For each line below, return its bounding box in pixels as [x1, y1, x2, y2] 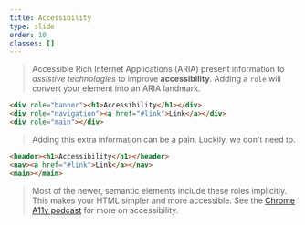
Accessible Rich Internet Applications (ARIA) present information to [31, 64, 285, 75]
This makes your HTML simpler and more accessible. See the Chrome [31, 195, 295, 206]
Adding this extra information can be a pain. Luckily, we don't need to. [31, 134, 296, 145]
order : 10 [9, 30, 47, 39]
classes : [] [9, 38, 55, 48]
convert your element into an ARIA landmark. [31, 83, 201, 94]
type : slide [9, 22, 55, 31]
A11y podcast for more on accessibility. [31, 204, 179, 215]
